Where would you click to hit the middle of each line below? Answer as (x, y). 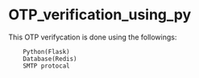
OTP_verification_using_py (100, 15)
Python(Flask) (46, 51)
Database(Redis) (50, 59)
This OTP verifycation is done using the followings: (93, 37)
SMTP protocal (46, 66)
